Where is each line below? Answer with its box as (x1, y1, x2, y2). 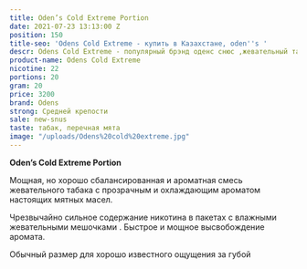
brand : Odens (9, 98, 59, 108)
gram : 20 (9, 81, 43, 90)
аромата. (9, 231, 46, 242)
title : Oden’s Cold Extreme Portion (9, 13, 149, 23)
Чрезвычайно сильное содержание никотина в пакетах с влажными (9, 212, 277, 222)
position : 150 (9, 30, 64, 39)
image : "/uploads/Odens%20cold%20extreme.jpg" (9, 132, 190, 141)
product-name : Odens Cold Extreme (9, 56, 142, 65)
